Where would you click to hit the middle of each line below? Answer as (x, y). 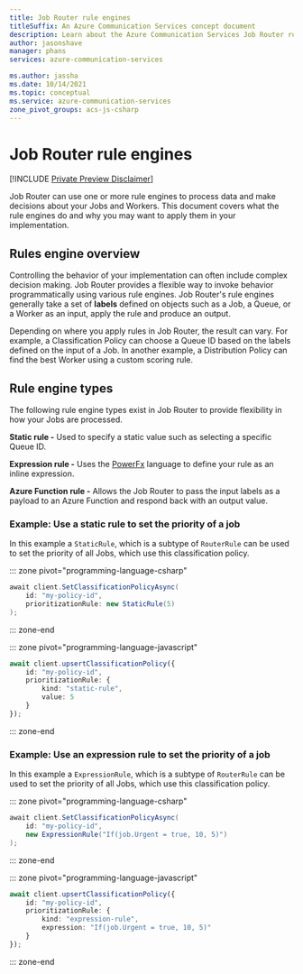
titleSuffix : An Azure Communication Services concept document (133, 26)
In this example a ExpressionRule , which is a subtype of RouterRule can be (147, 774)
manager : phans (38, 51)
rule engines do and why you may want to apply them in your (123, 216)
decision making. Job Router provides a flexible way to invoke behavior (142, 285)
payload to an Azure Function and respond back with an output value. (139, 501)
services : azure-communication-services (87, 60)
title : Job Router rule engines (70, 18)
